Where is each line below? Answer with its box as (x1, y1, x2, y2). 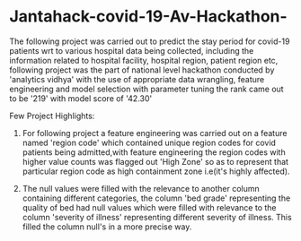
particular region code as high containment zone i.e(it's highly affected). (22, 166, 290, 176)
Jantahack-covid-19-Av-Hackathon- (9, 6, 288, 27)
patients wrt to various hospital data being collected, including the (9, 45, 254, 56)
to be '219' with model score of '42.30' (9, 92, 153, 104)
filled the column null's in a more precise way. (22, 221, 192, 232)
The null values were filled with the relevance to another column (22, 183, 261, 194)
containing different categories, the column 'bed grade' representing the (22, 193, 291, 203)
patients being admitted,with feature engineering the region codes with (22, 146, 286, 158)
